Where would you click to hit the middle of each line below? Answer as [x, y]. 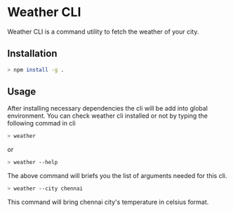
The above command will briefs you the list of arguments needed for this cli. [117, 176]
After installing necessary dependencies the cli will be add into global [108, 109]
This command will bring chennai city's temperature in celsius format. [108, 202]
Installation [32, 54]
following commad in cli [41, 123]
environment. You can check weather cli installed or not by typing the [108, 116]
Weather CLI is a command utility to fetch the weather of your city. [103, 32]
